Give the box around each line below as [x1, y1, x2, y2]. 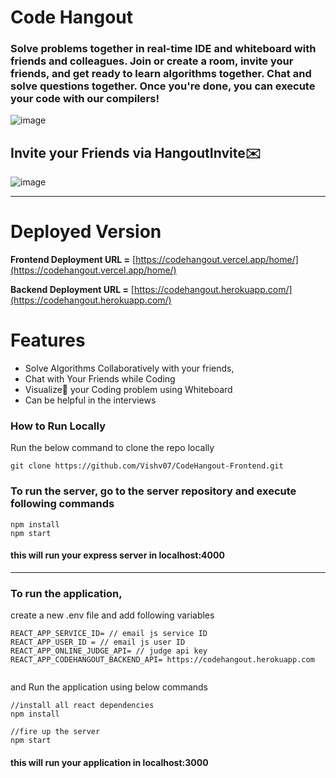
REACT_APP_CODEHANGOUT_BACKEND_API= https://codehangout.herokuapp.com [10, 655, 315, 665]
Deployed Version [10, 221, 162, 243]
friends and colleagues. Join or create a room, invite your [10, 54, 294, 68]
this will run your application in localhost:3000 [10, 756, 209, 768]
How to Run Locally [10, 419, 106, 433]
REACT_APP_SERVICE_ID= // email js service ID [10, 629, 208, 639]
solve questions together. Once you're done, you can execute [10, 79, 316, 93]
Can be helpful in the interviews [24, 394, 157, 406]
